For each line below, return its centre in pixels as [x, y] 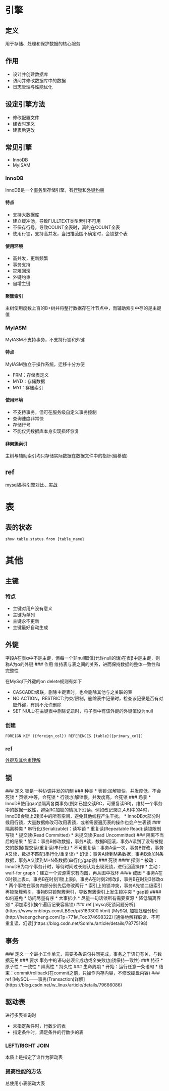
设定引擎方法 [25, 104]
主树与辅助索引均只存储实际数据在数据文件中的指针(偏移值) [67, 456]
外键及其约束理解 [23, 760]
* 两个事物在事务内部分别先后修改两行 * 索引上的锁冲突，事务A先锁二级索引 [84, 886]
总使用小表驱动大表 [25, 1083]
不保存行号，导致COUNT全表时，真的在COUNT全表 [66, 227]
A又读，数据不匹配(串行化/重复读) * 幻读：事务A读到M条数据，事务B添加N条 [84, 854]
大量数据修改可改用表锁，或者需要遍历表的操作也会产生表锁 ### [94, 822]
